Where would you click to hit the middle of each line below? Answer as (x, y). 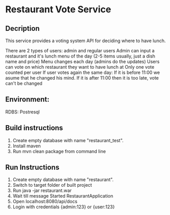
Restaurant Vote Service (58, 9)
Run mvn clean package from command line (59, 151)
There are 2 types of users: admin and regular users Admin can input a (80, 51)
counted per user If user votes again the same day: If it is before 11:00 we (83, 72)
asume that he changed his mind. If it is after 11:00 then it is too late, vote (82, 78)
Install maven (27, 146)
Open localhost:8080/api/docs (45, 202)
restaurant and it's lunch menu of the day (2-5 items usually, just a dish (80, 56)
